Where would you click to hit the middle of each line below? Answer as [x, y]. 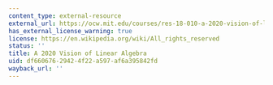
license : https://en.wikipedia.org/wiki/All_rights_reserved [114, 38]
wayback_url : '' [36, 69]
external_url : [32, 23]
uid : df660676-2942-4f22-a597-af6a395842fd [83, 62]
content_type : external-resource [65, 16]
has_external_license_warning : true [70, 31]
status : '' [27, 46]
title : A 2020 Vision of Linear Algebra [78, 53]
